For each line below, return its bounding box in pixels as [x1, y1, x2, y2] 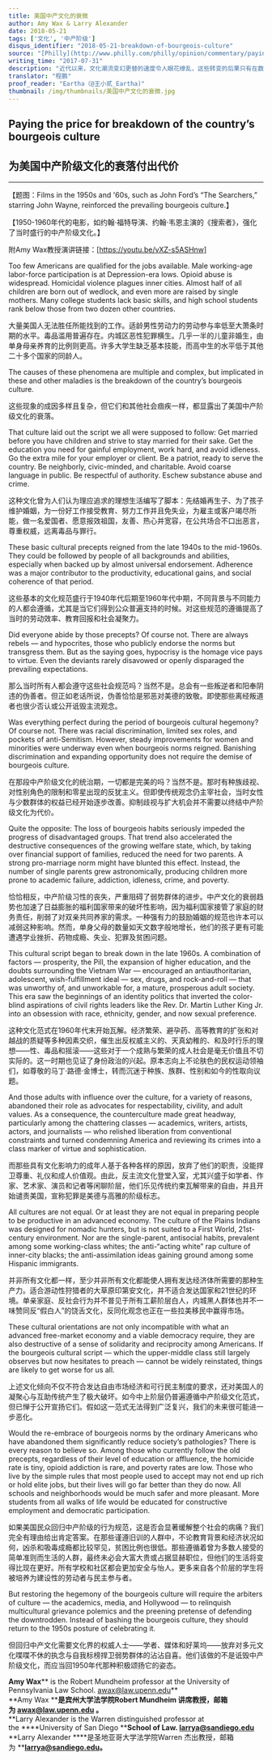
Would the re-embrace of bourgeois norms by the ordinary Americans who [8, 1428, 258, 1438]
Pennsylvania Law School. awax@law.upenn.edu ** [8, 1685, 178, 1694]
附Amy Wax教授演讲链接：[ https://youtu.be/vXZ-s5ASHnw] [8, 244, 207, 254]
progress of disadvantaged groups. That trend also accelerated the [8, 831, 232, 842]
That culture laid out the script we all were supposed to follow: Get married [8, 427, 258, 437]
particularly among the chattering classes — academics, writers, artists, [8, 1118, 249, 1128]
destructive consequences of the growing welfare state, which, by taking [8, 840, 252, 850]
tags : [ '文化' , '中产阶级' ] [8, 34, 96, 43]
